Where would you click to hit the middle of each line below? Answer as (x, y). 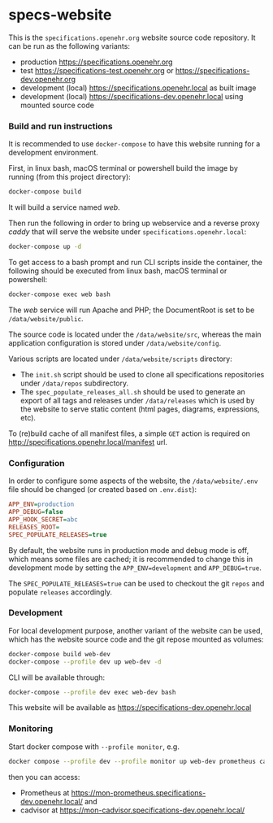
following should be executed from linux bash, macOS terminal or (118, 271)
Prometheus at (45, 793)
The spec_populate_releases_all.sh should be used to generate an (132, 391)
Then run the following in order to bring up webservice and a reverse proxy (134, 223)
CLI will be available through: (57, 677)
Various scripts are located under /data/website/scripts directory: (121, 359)
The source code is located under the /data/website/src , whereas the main (135, 334)
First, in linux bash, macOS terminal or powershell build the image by (123, 168)
